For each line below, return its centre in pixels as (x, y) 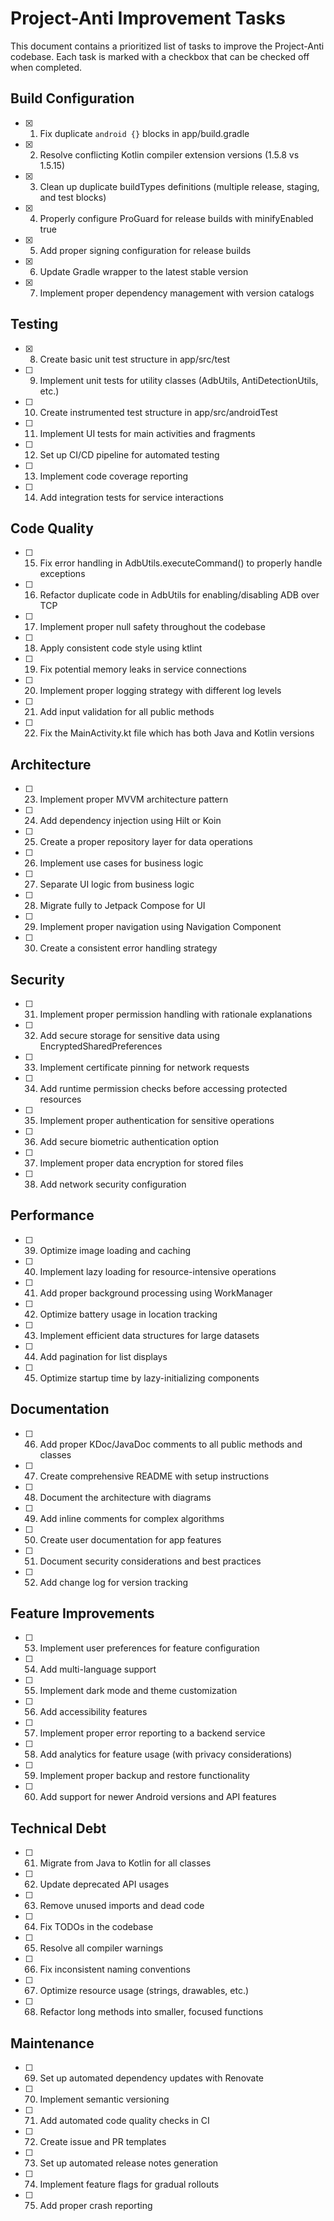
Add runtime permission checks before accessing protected (163, 1088)
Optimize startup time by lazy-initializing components (149, 1378)
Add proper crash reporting (96, 2206)
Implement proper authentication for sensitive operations (157, 1120)
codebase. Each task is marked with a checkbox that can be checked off (160, 56)
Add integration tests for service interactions (131, 497)
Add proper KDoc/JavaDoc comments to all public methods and (171, 1444)
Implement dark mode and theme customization (138, 1691)
